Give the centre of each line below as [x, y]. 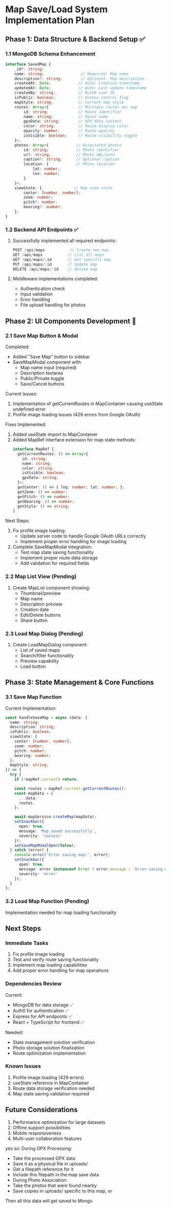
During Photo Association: [40, 1180]
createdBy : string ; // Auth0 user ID [65, 93]
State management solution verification [54, 1042]
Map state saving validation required [51, 1093]
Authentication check [42, 289]
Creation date [35, 609]
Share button [34, 620]
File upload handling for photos [53, 305]
